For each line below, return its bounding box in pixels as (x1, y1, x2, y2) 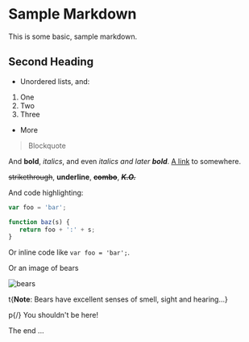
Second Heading (8, 55, 94, 69)
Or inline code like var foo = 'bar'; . (8, 247, 131, 257)
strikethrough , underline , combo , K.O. (8, 171, 136, 182)
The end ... (8, 326, 44, 336)
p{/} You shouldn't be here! (8, 310, 99, 320)
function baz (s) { (8, 217, 70, 226)
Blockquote (27, 141, 66, 150)
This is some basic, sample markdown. (8, 32, 138, 41)
